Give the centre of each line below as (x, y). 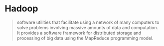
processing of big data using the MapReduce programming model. (85, 38)
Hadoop (21, 9)
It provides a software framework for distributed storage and (79, 33)
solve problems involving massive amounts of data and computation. (87, 27)
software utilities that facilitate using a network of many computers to (88, 22)
